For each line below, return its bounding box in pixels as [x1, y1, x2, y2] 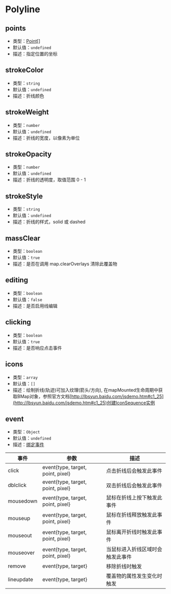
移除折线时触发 [106, 563, 142, 570]
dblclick [8, 482, 27, 489]
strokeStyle [5, 192, 43, 200]
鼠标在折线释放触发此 [106, 511, 158, 519]
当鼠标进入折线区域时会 [106, 546, 163, 553]
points [5, 24, 26, 33]
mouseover [8, 549, 35, 556]
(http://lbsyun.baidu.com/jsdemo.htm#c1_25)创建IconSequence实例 [12, 399, 155, 406]
